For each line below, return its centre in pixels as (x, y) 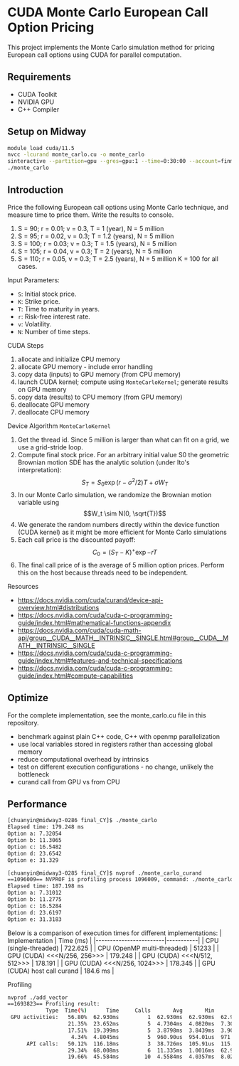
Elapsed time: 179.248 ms (46, 827)
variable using (38, 503)
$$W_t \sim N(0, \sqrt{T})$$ (124, 513)
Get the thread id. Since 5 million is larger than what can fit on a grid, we (123, 439)
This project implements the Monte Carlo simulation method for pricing (111, 47)
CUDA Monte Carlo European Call (108, 12)
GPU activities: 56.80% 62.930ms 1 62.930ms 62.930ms (112, 1018)
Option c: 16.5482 (34, 847)
